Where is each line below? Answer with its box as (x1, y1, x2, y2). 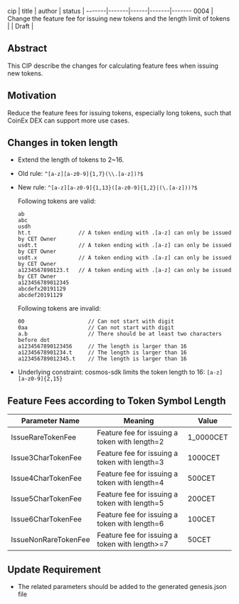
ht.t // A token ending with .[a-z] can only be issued (17, 229, 232, 236)
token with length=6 (97, 519, 164, 528)
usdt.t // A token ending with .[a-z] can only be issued (17, 242, 232, 249)
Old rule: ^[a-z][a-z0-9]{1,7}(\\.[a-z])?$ (17, 170, 144, 178)
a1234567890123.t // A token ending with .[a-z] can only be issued (17, 267, 232, 274)
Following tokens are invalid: (17, 304, 101, 313)
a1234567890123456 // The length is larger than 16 (17, 343, 187, 350)
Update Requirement (7, 563, 102, 576)
